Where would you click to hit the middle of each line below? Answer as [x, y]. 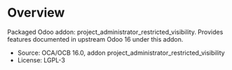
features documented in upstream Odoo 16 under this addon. [95, 39]
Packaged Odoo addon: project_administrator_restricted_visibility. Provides [115, 32]
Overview [36, 13]
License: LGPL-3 [41, 60]
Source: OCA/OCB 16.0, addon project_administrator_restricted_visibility [121, 53]
